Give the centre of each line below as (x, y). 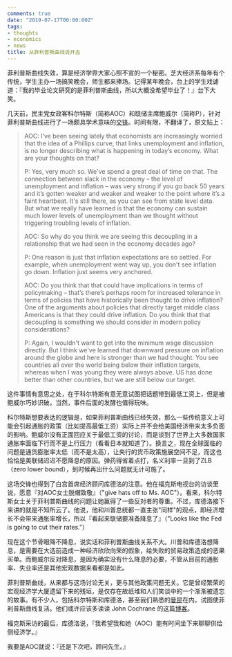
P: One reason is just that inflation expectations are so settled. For (118, 257)
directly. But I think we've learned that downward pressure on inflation (124, 350)
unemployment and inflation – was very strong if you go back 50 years (124, 186)
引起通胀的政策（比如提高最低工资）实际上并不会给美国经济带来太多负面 (122, 426)
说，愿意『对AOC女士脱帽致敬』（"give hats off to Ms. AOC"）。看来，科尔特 (115, 492)
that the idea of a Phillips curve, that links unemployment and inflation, (124, 143)
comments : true (29, 13)
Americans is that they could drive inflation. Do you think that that (117, 314)
